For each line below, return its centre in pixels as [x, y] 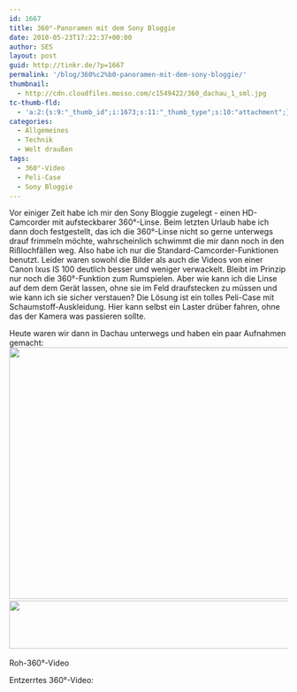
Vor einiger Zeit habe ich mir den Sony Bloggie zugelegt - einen [125, 213]
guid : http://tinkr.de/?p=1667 [67, 65]
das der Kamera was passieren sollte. [77, 316]
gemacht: [27, 343]
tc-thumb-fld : [35, 103]
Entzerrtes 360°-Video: [52, 680]
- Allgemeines [43, 131]
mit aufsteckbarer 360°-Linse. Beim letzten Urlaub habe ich [160, 222]
